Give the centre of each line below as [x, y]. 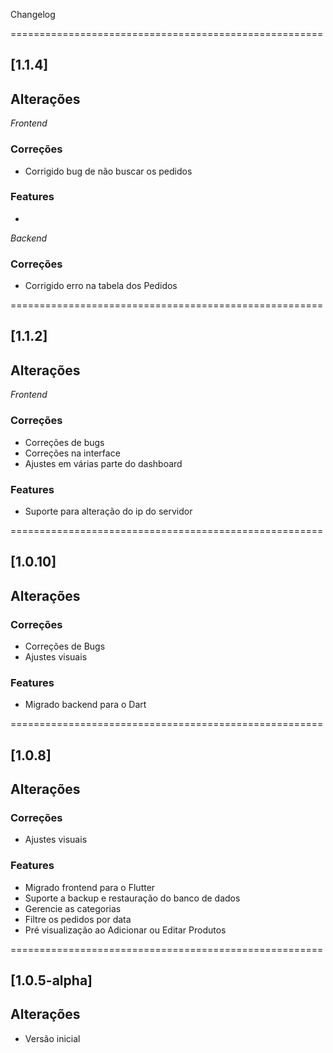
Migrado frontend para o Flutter [90, 887]
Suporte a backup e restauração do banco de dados [132, 898]
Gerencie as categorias [73, 908]
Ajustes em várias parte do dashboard [103, 463]
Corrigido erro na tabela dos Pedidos [101, 286]
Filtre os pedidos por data [78, 919]
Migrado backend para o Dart [85, 705]
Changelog [33, 14]
